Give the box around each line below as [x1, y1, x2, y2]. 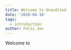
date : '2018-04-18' [5, 12, 46, 17]
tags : [5, 17, 17, 22]
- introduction [10, 21, 42, 27]
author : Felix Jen [5, 26, 44, 31]
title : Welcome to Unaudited [5, 7, 66, 13]
